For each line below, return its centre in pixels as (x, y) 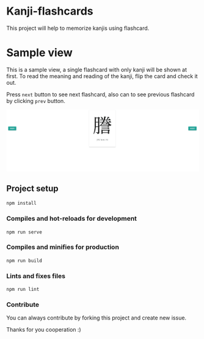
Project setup (33, 188)
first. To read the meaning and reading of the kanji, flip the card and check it (102, 76)
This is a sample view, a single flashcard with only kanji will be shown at (97, 70)
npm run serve (24, 232)
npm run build (24, 260)
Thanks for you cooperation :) (44, 330)
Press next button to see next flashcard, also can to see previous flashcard (100, 94)
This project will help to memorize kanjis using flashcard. (78, 28)
